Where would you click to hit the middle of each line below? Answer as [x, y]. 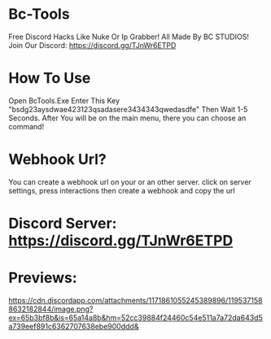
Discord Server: [63, 224]
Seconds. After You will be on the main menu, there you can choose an [127, 118]
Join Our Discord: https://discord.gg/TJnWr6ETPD [92, 45]
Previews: [43, 278]
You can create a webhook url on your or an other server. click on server [130, 182]
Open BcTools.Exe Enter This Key [64, 100]
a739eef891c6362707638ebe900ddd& [74, 326]
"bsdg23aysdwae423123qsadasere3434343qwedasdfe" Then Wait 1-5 [128, 109]
